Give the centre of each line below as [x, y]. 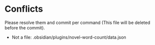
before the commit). [25, 27]
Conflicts [24, 9]
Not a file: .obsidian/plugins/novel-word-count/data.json [69, 37]
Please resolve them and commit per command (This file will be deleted [77, 22]
